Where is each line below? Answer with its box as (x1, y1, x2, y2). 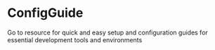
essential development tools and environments (7, 35, 143, 44)
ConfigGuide (7, 5, 84, 21)
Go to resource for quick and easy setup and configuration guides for (7, 28, 209, 37)
